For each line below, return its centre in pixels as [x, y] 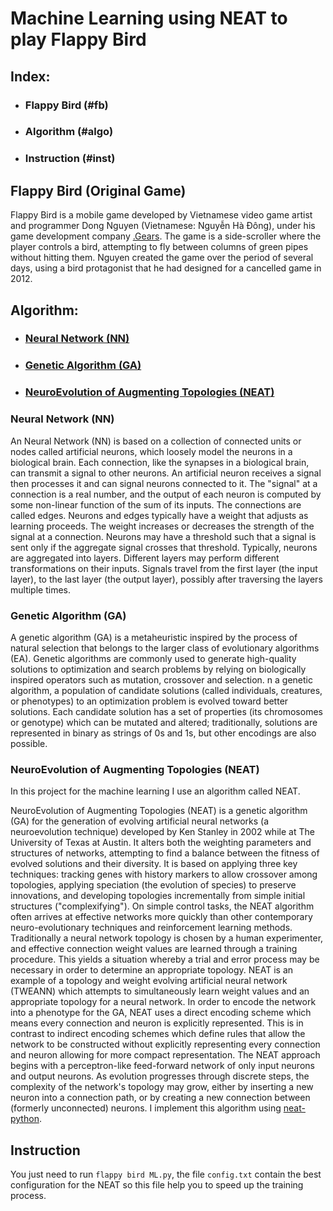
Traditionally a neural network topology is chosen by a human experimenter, [167, 938]
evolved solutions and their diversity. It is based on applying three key [154, 864]
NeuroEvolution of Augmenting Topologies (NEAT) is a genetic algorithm [159, 811]
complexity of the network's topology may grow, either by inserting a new [162, 1087]
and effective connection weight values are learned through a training [154, 949]
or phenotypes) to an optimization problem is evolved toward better [149, 701]
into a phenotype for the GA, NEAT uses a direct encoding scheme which [161, 1013]
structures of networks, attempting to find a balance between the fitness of [165, 853]
